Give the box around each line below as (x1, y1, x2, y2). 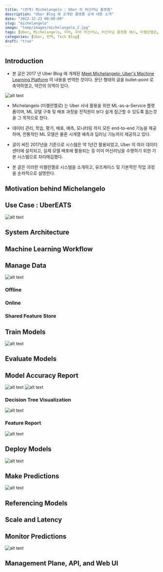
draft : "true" (5, 39, 34, 44)
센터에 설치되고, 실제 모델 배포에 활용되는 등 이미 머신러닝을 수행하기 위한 (12, 147, 151, 154)
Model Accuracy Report (5, 371, 79, 379)
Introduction (5, 57, 44, 65)
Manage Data (5, 261, 47, 270)
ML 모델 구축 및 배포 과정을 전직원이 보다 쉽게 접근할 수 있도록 (26, 108, 145, 115)
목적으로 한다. (22, 115, 49, 120)
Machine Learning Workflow (5, 245, 93, 253)
